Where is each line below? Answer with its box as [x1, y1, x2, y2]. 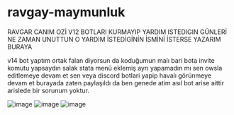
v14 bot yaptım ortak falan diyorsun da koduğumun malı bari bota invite [7, 56, 215, 64]
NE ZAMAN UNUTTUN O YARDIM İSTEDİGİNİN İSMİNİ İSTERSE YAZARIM [7, 35, 221, 43]
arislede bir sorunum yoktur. [7, 86, 90, 95]
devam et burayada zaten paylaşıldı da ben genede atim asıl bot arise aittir [7, 78, 225, 87]
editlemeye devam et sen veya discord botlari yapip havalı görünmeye [7, 71, 211, 80]
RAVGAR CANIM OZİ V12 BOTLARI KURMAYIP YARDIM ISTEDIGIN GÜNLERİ [7, 28, 227, 36]
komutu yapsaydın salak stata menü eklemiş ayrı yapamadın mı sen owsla [7, 63, 223, 72]
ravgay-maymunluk [7, 4, 126, 20]
